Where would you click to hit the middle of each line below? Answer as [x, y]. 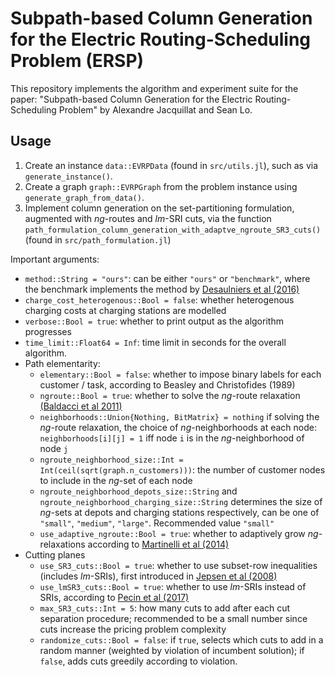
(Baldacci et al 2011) [81, 406]
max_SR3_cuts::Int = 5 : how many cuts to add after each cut [165, 608]
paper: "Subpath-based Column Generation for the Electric [131, 99]
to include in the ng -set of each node [116, 480]
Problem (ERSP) [77, 61]
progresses [48, 331]
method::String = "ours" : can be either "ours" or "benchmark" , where [167, 278]
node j [54, 448]
